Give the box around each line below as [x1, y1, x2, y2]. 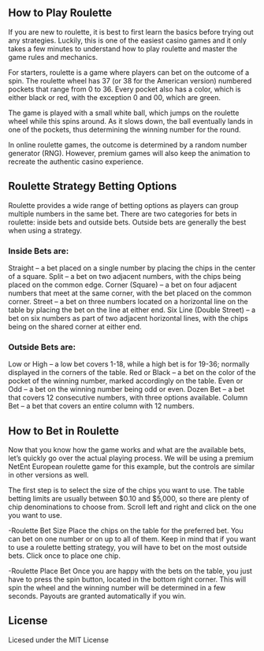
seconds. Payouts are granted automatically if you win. [8, 591, 187, 601]
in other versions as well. [8, 471, 89, 480]
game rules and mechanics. [8, 52, 99, 61]
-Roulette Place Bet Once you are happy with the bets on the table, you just [8, 567, 252, 576]
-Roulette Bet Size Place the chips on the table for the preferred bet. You [8, 526, 244, 535]
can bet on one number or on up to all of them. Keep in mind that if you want [8, 534, 256, 544]
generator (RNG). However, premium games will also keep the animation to [8, 148, 251, 158]
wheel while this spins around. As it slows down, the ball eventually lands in [8, 116, 254, 125]
